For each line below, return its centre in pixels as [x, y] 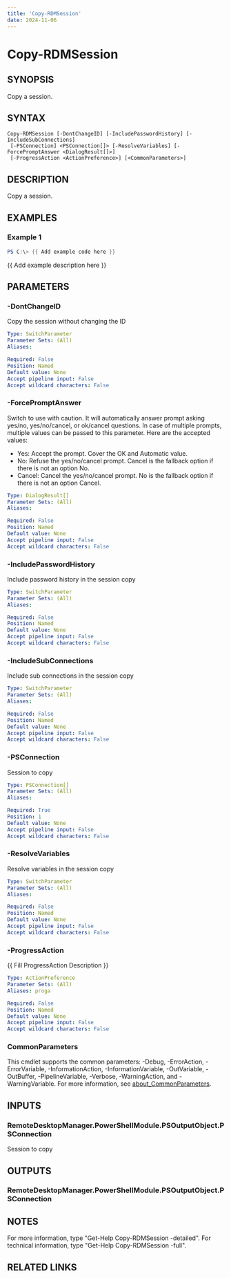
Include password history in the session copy [71, 579]
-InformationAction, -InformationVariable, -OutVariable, [126, 1069]
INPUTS [24, 1105]
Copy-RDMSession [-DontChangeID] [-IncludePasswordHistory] [96, 134]
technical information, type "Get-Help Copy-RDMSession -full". [97, 1245]
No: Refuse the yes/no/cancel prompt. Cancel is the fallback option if [115, 461]
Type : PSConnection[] [38, 785]
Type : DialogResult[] [38, 495]
